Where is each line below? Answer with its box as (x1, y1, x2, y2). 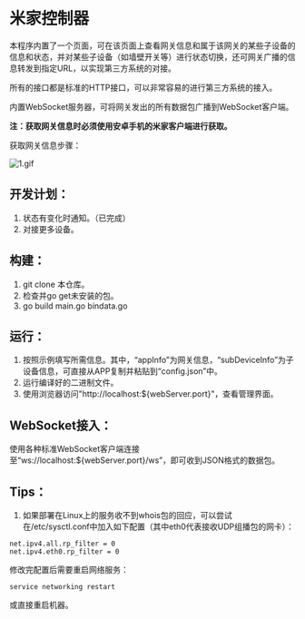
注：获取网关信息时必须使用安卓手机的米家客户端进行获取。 (9, 120, 232, 132)
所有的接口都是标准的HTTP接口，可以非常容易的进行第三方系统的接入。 (9, 82, 278, 93)
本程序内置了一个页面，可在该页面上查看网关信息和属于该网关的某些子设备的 (9, 40, 296, 51)
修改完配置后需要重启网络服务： (9, 565, 129, 575)
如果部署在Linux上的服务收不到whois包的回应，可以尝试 (22, 510, 233, 520)
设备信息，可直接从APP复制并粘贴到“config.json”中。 (22, 366, 222, 377)
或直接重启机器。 (9, 600, 74, 610)
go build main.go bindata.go (22, 300, 128, 311)
